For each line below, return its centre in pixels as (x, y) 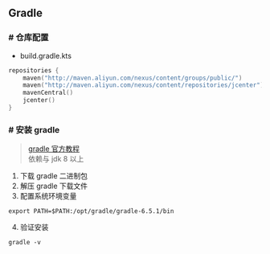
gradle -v (25, 243)
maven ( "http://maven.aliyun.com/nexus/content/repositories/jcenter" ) (143, 85)
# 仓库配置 (29, 38)
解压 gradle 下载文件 (54, 186)
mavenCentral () (48, 93)
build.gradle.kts (46, 55)
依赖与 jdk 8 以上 (56, 159)
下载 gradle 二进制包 (54, 176)
